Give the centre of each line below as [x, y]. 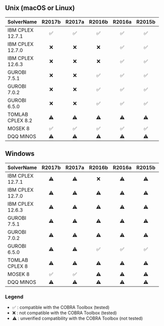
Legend [14, 297]
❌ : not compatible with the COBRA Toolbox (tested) [64, 313]
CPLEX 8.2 [20, 120]
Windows [20, 154]
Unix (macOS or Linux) [40, 8]
